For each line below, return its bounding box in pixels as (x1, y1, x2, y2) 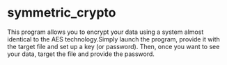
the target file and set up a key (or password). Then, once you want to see (7, 42, 220, 50)
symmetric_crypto (7, 5, 116, 21)
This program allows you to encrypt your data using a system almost (7, 28, 204, 36)
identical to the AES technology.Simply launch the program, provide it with (7, 35, 221, 43)
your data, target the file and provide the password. (7, 50, 155, 58)
